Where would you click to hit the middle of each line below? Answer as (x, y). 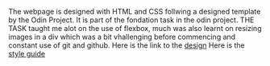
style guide (27, 54)
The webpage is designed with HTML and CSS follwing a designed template (135, 12)
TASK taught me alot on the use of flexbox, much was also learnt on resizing (135, 28)
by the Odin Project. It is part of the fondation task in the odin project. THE (131, 20)
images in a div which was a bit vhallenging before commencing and (122, 37)
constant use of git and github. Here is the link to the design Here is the (127, 45)
